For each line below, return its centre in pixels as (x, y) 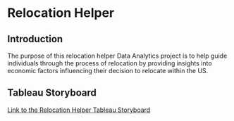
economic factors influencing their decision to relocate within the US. (108, 71)
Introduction (35, 39)
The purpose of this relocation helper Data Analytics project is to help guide (117, 56)
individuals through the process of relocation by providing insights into (110, 63)
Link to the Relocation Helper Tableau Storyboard (79, 110)
